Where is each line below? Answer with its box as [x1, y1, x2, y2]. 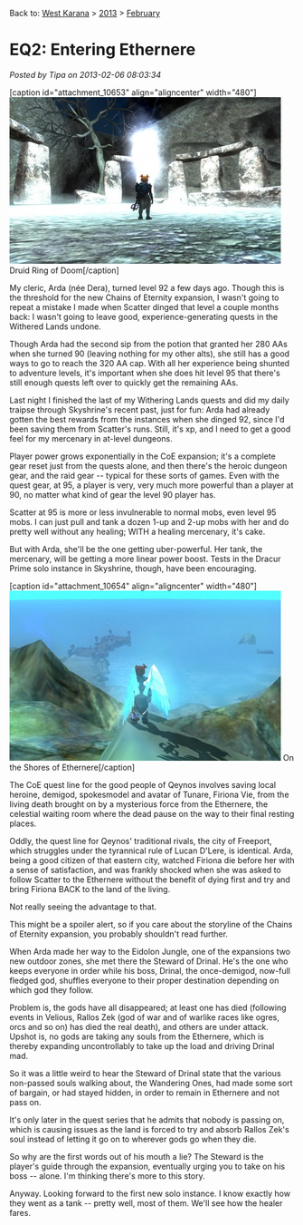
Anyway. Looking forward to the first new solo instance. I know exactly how [9, 1188, 291, 1199]
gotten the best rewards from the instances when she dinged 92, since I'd [9, 413, 285, 424]
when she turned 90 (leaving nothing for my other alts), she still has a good [9, 348, 290, 359]
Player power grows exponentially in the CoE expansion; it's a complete [9, 451, 276, 462]
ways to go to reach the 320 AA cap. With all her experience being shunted [9, 357, 290, 368]
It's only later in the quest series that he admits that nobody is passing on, [9, 1114, 285, 1125]
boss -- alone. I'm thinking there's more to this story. [9, 1170, 205, 1181]
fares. [9, 1207, 32, 1218]
